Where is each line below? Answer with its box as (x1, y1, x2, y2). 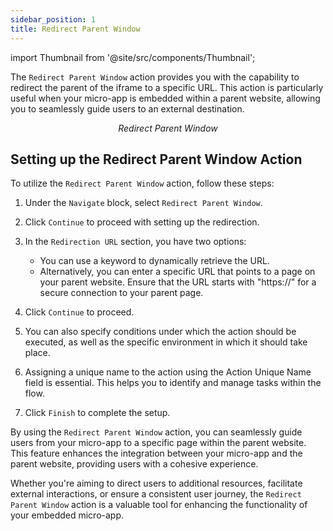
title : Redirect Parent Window (10, 24, 141, 34)
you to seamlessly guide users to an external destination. (10, 102, 245, 115)
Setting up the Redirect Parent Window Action (10, 151, 303, 168)
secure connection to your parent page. (39, 287, 204, 299)
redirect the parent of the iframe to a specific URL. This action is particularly (10, 81, 324, 93)
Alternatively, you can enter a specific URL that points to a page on (39, 266, 316, 278)
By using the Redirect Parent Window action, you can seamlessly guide (10, 426, 303, 438)
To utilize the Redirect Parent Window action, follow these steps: (10, 177, 275, 190)
